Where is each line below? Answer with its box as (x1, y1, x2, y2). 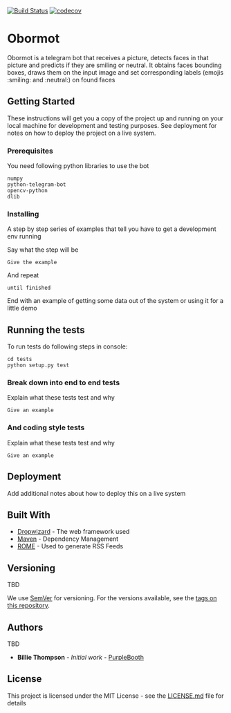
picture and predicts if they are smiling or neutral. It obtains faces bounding (7, 61, 222, 69)
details (7, 698, 26, 707)
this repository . (7, 602, 50, 610)
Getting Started (7, 95, 75, 107)
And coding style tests (7, 423, 85, 432)
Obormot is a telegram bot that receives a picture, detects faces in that (7, 53, 209, 62)
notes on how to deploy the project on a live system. (7, 129, 156, 137)
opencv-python (7, 187, 48, 194)
